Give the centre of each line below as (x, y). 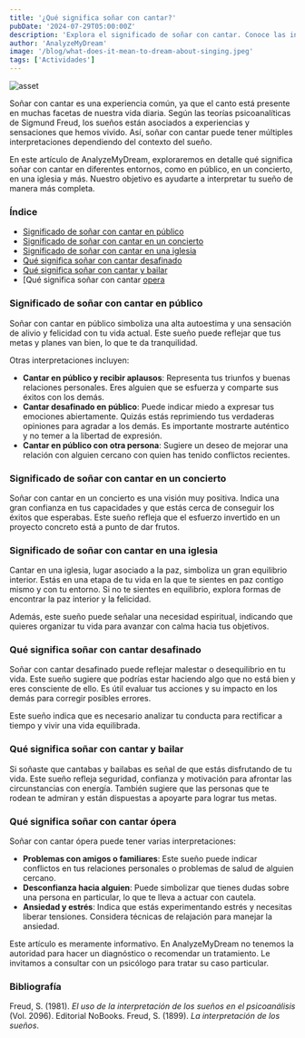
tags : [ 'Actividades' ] (52, 60)
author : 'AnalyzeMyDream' (58, 43)
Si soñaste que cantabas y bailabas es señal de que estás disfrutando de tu (151, 769)
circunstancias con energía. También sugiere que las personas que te (139, 788)
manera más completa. (52, 188)
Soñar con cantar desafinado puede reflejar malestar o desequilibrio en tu (148, 670)
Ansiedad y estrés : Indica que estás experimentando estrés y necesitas (157, 907)
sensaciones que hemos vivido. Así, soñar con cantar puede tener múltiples (151, 132)
